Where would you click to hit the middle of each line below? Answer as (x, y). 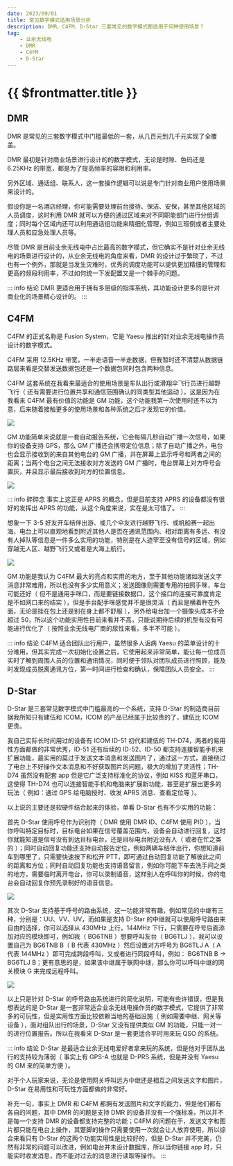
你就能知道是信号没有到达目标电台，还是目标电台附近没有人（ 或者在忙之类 (114, 839)
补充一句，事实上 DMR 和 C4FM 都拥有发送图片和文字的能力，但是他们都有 (114, 1104)
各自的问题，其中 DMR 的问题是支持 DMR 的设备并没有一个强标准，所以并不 (115, 1113)
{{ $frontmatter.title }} (72, 93)
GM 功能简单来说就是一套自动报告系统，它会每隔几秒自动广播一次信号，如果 (116, 437)
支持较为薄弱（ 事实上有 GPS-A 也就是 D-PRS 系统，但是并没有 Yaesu (119, 1057)
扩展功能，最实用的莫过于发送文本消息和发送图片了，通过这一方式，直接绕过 (116, 758)
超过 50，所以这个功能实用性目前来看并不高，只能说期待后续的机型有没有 (112, 619)
